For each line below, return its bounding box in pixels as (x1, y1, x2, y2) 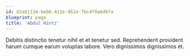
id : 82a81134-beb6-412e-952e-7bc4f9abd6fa (5, 8, 114, 15)
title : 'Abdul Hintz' (5, 20, 60, 26)
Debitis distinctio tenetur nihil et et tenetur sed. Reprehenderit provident (5, 37, 183, 44)
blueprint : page (5, 14, 46, 20)
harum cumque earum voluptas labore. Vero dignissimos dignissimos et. (5, 43, 185, 50)
